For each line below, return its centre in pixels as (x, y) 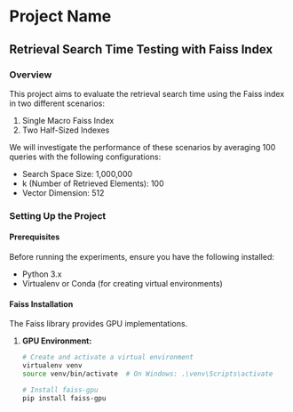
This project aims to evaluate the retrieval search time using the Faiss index (147, 93)
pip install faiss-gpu (64, 398)
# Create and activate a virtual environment (107, 358)
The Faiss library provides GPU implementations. (99, 324)
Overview (31, 75)
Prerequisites (35, 237)
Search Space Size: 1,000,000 (77, 174)
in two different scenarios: (57, 103)
